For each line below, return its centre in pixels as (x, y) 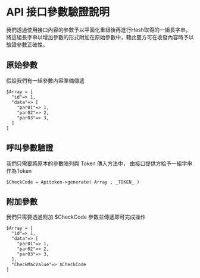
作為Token (19, 170)
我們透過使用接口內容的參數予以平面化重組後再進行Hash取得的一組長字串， (99, 30)
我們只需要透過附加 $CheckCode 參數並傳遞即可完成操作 (76, 217)
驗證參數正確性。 (27, 45)
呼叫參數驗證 (30, 148)
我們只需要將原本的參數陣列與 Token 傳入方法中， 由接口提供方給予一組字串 (99, 163)
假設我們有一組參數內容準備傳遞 (45, 80)
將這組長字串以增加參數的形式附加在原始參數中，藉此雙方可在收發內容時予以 (100, 37)
